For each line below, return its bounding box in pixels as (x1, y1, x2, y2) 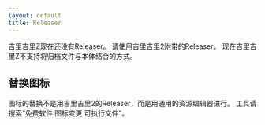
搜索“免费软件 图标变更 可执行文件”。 (8, 108, 129, 118)
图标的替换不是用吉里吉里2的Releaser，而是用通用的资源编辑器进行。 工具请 (8, 99, 257, 108)
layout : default (8, 11, 62, 20)
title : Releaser (8, 19, 62, 27)
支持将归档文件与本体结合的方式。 (26, 51, 137, 61)
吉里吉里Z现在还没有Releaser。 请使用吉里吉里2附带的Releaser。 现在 (8, 41, 237, 51)
